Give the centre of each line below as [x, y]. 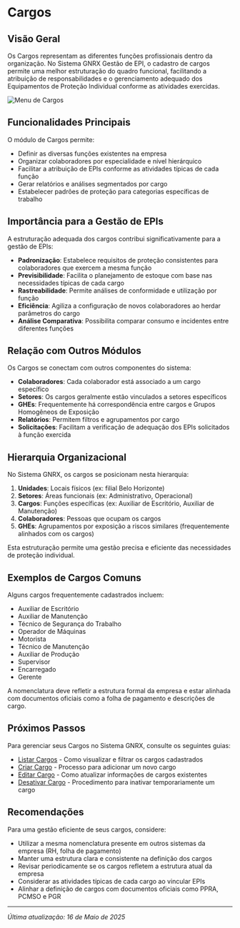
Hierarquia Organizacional [67, 457]
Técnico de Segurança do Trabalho [69, 624]
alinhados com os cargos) [56, 534]
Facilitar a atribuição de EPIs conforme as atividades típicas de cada [118, 168]
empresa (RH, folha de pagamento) [69, 851]
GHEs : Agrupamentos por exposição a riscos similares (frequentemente [124, 526]
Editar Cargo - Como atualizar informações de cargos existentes [112, 775]
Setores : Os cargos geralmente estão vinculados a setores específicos [122, 397]
